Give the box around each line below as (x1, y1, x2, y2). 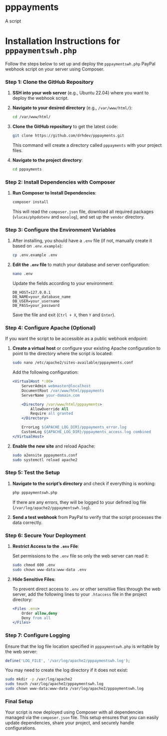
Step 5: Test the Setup (5, 469, 60, 476)
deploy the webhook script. (12, 95, 69, 101)
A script (5, 18, 21, 24)
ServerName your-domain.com (21, 393, 80, 398)
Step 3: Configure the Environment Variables (5, 226, 116, 233)
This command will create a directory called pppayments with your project (12, 142, 162, 148)
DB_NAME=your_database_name (12, 294, 71, 299)
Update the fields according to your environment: (12, 280, 114, 286)
